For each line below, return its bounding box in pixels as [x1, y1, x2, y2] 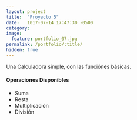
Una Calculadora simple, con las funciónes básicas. [6, 63, 131, 70]
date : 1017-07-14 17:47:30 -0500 [6, 19, 93, 25]
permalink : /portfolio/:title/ [6, 42, 83, 48]
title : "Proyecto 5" [6, 14, 59, 20]
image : [6, 31, 22, 36]
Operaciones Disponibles [6, 76, 69, 84]
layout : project [6, 8, 46, 15]
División [14, 108, 34, 115]
